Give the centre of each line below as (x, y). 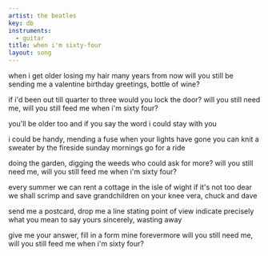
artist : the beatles (43, 16)
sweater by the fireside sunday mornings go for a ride (97, 148)
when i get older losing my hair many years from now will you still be (121, 76)
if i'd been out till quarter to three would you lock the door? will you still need (134, 100)
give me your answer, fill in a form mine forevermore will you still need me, (131, 235)
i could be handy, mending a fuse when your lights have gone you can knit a (134, 139)
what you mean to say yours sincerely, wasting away (95, 220)
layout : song (30, 53)
